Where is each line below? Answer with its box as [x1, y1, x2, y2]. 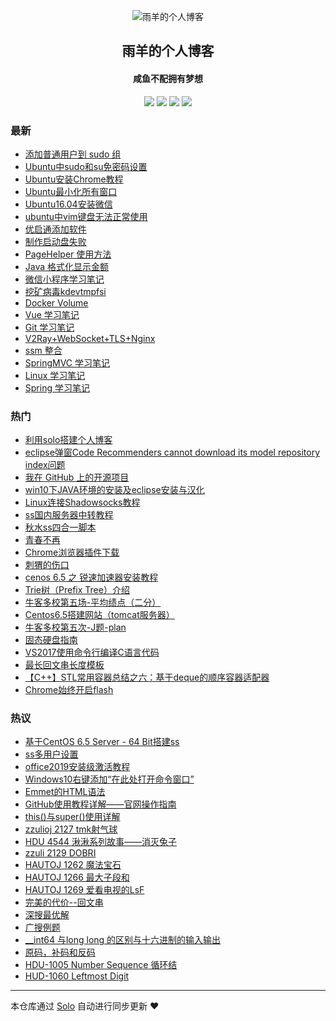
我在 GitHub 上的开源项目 [24, 471, 130, 484]
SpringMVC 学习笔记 [24, 356, 111, 369]
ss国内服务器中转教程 [24, 509, 114, 521]
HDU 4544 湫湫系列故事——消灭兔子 [24, 836, 178, 848]
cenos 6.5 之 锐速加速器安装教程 [24, 571, 159, 584]
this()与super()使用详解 [24, 811, 121, 823]
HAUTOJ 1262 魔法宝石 [24, 859, 122, 871]
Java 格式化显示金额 [24, 260, 110, 272]
